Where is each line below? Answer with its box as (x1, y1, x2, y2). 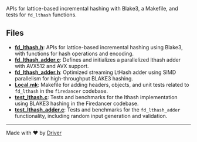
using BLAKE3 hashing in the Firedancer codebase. (14, 100, 139, 107)
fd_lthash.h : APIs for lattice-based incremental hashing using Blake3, (14, 43, 183, 50)
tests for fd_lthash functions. (6, 11, 77, 18)
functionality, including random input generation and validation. (14, 112, 168, 119)
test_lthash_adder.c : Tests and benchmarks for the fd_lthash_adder (14, 106, 181, 113)
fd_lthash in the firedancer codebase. (14, 87, 108, 94)
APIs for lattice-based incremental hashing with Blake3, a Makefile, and (6, 5, 179, 12)
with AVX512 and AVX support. (14, 62, 89, 69)
